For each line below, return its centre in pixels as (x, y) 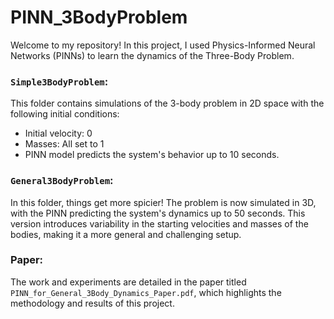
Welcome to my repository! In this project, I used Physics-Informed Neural (163, 45)
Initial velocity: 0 (58, 133)
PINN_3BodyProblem (99, 17)
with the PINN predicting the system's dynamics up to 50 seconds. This (158, 213)
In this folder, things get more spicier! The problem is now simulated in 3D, (163, 202)
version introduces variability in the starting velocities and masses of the (159, 223)
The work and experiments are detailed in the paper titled (128, 282)
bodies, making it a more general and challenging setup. (126, 234)
